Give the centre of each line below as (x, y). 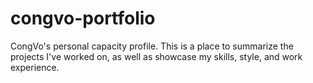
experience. (35, 67)
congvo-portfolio (83, 18)
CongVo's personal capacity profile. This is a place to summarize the (152, 46)
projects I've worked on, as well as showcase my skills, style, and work (156, 56)
